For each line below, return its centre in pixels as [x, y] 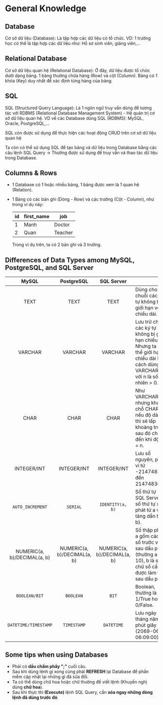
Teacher [64, 233]
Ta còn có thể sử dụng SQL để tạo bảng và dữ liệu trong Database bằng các [81, 147]
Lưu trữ [143, 322]
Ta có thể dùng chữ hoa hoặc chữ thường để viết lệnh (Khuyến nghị [79, 682]
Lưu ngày [146, 613]
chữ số [143, 567]
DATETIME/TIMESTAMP [30, 625]
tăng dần [145, 516]
